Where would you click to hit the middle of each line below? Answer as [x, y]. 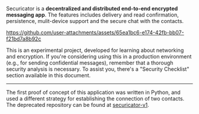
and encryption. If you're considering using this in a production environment [99, 56]
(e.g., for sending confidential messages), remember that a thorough [90, 63]
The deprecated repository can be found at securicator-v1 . [78, 105]
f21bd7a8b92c [24, 39]
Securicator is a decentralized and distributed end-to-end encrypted [92, 9]
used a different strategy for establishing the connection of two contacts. [95, 99]
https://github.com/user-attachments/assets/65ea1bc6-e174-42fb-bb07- [95, 32]
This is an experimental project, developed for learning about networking [95, 50]
